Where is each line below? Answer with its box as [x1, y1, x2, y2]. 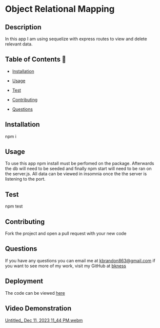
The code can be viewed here [5, 290, 65, 296]
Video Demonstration [5, 305, 72, 313]
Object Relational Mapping [5, 3, 115, 15]
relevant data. [5, 41, 33, 47]
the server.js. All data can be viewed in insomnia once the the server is [5, 171, 147, 177]
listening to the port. [5, 176, 46, 182]
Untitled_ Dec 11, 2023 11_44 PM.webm [5, 317, 83, 323]
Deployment [5, 277, 43, 285]
